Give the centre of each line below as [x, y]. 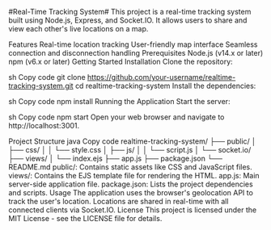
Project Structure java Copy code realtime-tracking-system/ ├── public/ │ [132, 141]
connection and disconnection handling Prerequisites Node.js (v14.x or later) [136, 53]
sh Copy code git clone [47, 77]
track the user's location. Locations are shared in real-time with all [119, 201]
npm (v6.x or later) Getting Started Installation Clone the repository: [121, 61]
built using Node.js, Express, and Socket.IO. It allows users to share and [128, 20]
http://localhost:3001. [44, 125]
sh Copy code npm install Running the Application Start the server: [119, 101]
